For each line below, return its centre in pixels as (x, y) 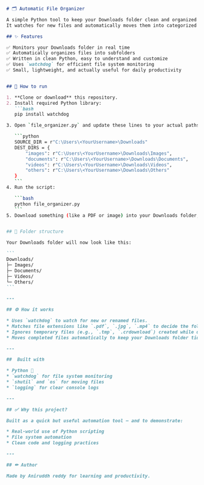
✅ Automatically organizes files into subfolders (71, 53)
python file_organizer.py (47, 204)
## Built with (25, 359)
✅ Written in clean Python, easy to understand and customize (87, 59)
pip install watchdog (42, 115)
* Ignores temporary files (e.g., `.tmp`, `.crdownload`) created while (100, 332)
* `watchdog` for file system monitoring (59, 377)
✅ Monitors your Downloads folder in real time (68, 48)
